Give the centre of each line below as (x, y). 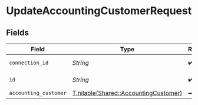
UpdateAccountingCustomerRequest (99, 11)
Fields (18, 33)
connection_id (29, 63)
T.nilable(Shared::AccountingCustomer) (127, 93)
